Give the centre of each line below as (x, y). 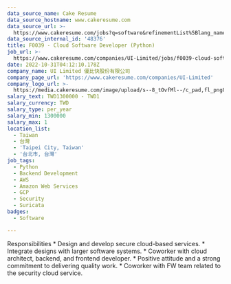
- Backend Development (46, 173)
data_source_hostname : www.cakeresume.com (69, 20)
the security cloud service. (45, 273)
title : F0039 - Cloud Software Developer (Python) (81, 45)
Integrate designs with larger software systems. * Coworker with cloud (107, 251)
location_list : (29, 129)
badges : (18, 212)
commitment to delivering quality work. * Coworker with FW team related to (114, 265)
